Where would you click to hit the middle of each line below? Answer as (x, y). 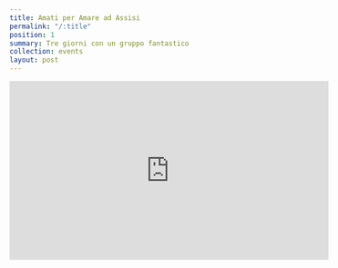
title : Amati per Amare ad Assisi (75, 18)
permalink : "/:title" (51, 26)
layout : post (34, 60)
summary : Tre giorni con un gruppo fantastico (99, 43)
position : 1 (32, 35)
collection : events (46, 52)
